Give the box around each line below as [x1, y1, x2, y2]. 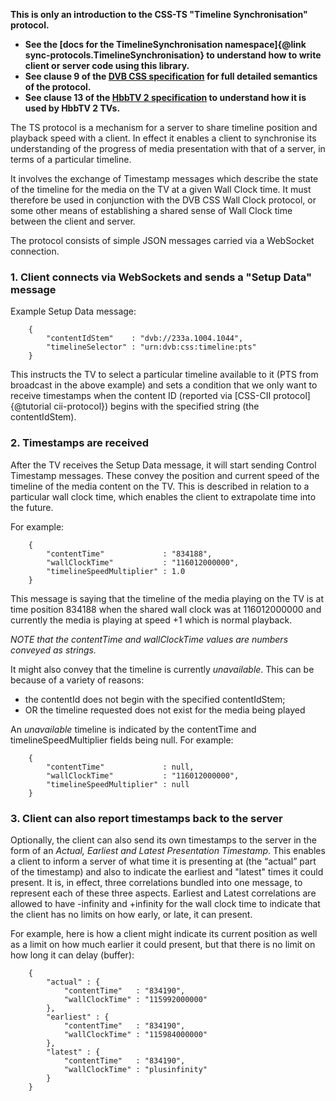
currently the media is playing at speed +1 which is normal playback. [10, 614, 293, 626]
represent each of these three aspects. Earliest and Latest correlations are [10, 887, 317, 899]
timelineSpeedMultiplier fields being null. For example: [10, 734, 234, 746]
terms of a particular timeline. [10, 154, 132, 165]
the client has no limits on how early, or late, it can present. [10, 908, 253, 920]
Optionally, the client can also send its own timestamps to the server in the [10, 834, 317, 846]
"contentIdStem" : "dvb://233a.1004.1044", [46, 334, 244, 344]
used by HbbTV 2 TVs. [24, 102, 121, 114]
